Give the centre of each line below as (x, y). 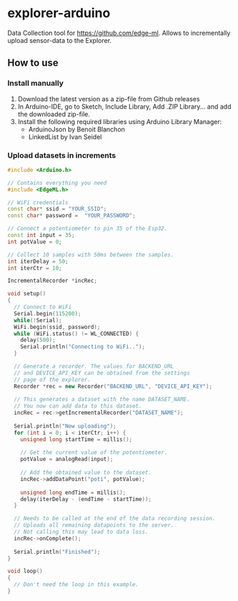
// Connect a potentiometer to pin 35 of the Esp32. (88, 229)
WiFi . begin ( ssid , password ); (57, 327)
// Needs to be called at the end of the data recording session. (115, 519)
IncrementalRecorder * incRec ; (53, 281)
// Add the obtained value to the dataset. (86, 473)
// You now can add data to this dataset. (78, 406)
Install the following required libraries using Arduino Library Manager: (120, 121)
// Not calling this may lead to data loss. (81, 532)
